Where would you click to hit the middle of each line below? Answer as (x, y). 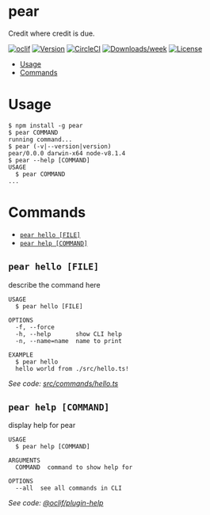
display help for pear (42, 425)
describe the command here (54, 284)
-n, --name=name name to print (69, 341)
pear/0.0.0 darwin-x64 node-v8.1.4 (67, 153)
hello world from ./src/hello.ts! (72, 368)
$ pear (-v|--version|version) (60, 146)
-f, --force (35, 327)
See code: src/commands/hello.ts (63, 383)
